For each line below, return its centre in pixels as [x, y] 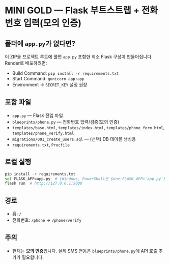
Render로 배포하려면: [26, 63]
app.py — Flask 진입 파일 [37, 115]
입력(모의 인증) [52, 23]
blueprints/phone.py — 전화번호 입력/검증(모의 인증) [66, 122]
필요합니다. [33, 257]
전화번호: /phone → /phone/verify [47, 220]
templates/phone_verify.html [43, 133]
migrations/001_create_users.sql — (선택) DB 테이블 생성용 [74, 139]
